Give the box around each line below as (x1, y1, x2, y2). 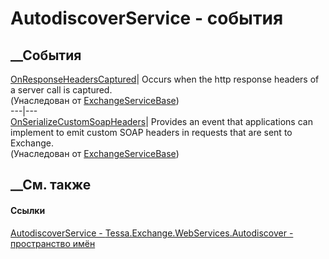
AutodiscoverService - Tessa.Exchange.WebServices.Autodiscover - (10, 227, 294, 239)
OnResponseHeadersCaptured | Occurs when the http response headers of (10, 73, 320, 85)
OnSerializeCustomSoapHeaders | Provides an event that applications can (10, 116, 313, 127)
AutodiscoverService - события (10, 7, 284, 30)
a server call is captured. (10, 84, 113, 96)
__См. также (10, 177, 92, 194)
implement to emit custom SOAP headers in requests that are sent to (10, 127, 293, 138)
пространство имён (10, 237, 96, 249)
